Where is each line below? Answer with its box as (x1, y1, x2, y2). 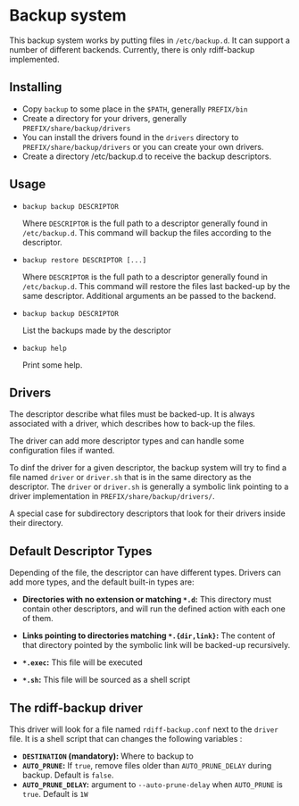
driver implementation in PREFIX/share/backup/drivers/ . (9, 491, 215, 502)
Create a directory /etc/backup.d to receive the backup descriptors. (21, 151, 272, 162)
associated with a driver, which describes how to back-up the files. (9, 419, 256, 429)
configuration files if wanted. (9, 445, 115, 456)
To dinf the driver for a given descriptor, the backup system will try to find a (9, 462, 287, 473)
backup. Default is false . (21, 769, 114, 780)
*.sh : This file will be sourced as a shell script (21, 675, 191, 686)
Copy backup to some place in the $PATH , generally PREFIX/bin (21, 104, 248, 114)
